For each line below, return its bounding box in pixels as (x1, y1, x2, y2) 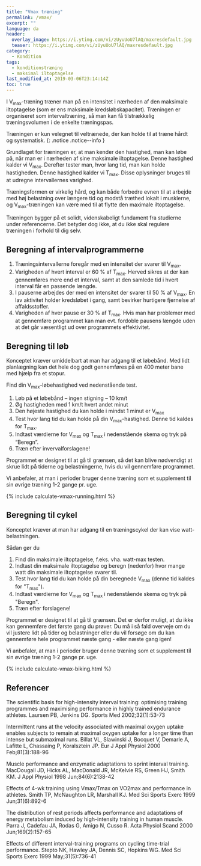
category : (6, 48, 31, 54)
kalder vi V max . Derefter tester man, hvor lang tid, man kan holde (6, 161, 166, 170)
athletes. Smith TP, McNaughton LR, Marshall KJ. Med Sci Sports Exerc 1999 (6, 791, 196, 798)
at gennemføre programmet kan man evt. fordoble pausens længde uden (14, 317, 196, 325)
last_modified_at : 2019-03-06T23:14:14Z (6, 76, 109, 82)
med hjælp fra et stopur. (6, 370, 66, 376)
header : (6, 31, 26, 37)
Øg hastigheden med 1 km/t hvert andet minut (14, 401, 128, 408)
